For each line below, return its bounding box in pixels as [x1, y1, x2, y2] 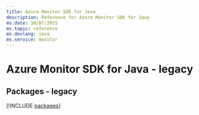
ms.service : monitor [6, 37, 58, 43]
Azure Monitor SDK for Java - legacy [6, 62, 194, 76]
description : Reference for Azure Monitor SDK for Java [6, 14, 150, 20]
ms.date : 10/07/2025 [6, 20, 58, 26]
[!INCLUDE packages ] [6, 102, 61, 109]
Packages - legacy [6, 86, 77, 96]
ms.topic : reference [6, 25, 58, 32]
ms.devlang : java [6, 31, 50, 37]
